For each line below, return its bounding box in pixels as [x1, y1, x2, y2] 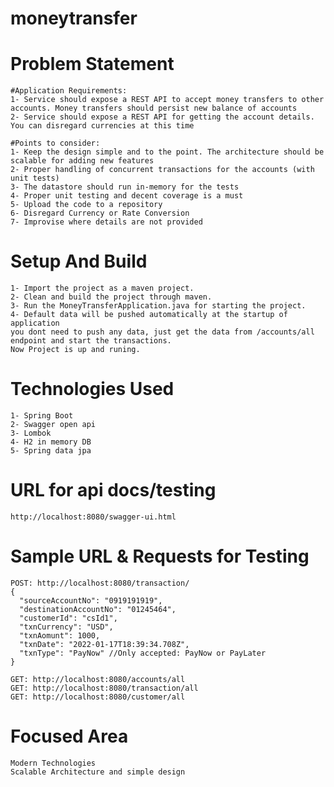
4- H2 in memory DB [10, 437, 92, 447]
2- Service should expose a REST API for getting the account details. [10, 112, 315, 122]
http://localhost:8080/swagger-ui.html [10, 512, 177, 522]
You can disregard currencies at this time [10, 121, 195, 131]
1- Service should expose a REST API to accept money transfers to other [10, 95, 325, 105]
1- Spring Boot [10, 411, 74, 421]
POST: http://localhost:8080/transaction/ [10, 578, 190, 588]
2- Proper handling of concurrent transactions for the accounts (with [10, 165, 315, 175]
